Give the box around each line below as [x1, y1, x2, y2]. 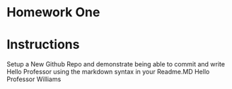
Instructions [6, 37, 80, 53]
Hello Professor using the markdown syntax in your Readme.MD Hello [6, 68, 210, 76]
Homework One [6, 4, 100, 20]
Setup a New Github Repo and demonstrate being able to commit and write [6, 60, 226, 69]
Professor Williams [6, 75, 62, 83]
